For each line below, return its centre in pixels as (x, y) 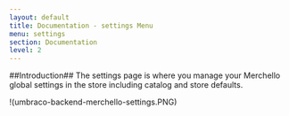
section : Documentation (54, 42)
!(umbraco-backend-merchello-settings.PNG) (93, 102)
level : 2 (25, 50)
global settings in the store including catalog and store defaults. (126, 85)
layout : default (39, 17)
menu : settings (37, 34)
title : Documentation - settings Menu (81, 26)
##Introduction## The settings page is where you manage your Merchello (145, 75)
